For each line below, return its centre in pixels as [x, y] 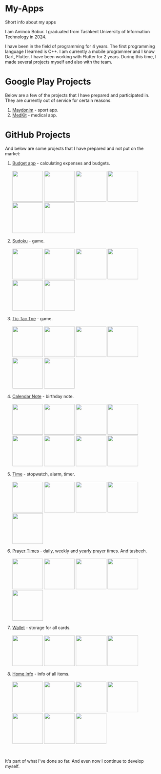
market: [13, 153]
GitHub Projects [38, 135]
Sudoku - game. [28, 241]
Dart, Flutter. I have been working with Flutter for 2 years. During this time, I [81, 56]
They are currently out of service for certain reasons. [59, 100]
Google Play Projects [48, 82]
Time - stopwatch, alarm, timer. [44, 474]
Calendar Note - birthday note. [43, 396]
